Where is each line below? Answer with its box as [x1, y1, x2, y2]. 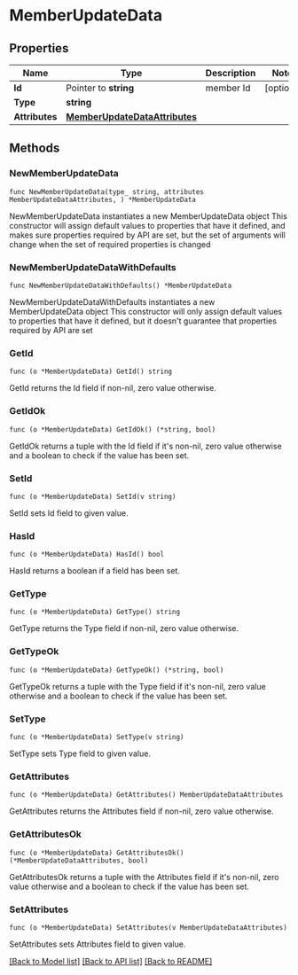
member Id [205, 82, 251, 94]
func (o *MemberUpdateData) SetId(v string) [9, 492, 176, 501]
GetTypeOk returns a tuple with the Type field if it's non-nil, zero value [9, 681, 266, 691]
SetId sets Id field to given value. [9, 507, 129, 519]
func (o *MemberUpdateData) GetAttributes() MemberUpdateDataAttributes [9, 791, 284, 799]
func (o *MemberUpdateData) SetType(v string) [9, 733, 184, 742]
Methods [9, 141, 60, 156]
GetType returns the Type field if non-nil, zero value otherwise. [9, 623, 239, 634]
